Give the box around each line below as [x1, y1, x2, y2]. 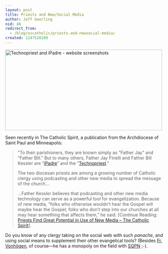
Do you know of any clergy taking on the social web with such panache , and [5, 232, 163, 238]
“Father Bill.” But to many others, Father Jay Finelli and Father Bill [17, 154, 152, 161]
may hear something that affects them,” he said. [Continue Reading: [17, 212, 158, 218]
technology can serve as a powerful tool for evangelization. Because [17, 196, 159, 202]
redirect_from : [5, 26, 37, 31]
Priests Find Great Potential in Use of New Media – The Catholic [17, 217, 149, 223]
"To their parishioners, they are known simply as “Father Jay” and [17, 149, 153, 155]
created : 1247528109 [5, 36, 49, 41]
